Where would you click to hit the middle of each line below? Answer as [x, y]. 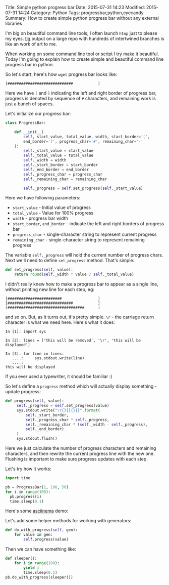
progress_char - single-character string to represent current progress [84, 234]
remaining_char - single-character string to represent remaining [78, 240]
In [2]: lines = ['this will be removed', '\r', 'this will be [73, 341]
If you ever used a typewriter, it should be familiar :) [59, 377]
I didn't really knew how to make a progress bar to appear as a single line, [82, 284]
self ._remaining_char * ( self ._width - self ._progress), [87, 425]
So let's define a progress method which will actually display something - [81, 386]
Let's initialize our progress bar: [38, 114]
